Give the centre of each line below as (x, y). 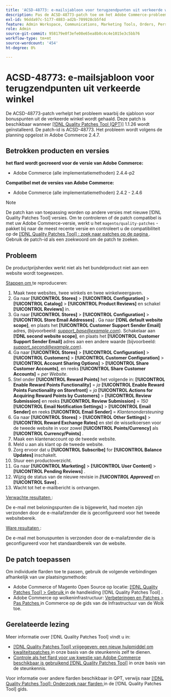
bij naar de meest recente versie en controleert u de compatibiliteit (91, 229)
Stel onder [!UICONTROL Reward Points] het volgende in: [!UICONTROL (89, 379)
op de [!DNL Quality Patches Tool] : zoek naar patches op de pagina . (78, 234)
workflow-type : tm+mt (29, 39)
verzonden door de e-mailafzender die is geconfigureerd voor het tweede (83, 513)
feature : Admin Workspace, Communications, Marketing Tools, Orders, (81, 24)
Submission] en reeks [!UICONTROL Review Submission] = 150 (81, 401)
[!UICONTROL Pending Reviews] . (49, 471)
